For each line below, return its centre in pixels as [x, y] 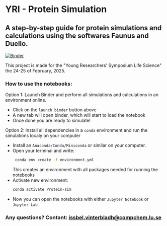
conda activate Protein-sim [42, 190]
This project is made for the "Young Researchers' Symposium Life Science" [83, 65]
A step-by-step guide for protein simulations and [83, 28]
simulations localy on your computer [43, 136]
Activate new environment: [40, 180]
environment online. [26, 100]
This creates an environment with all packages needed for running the [85, 170]
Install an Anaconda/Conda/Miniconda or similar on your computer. [79, 145]
